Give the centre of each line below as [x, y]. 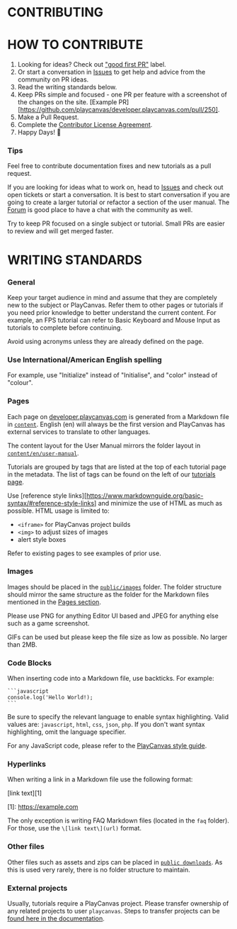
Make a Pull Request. [48, 117]
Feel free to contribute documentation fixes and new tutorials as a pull [109, 166]
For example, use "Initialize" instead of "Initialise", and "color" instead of [112, 375]
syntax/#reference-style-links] [52, 503]
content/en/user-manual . [43, 453]
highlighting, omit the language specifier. [67, 732]
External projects [37, 888]
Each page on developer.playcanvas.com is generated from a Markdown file [118, 416]
